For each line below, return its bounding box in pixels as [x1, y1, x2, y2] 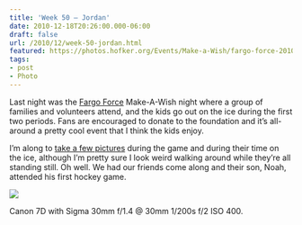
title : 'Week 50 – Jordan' [9, 13, 111, 22]
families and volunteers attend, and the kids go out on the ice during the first [9, 105, 293, 117]
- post [9, 64, 34, 73]
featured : [9, 47, 47, 56]
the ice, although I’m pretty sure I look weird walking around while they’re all [9, 152, 291, 163]
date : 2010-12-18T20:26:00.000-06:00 [9, 22, 151, 31]
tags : [9, 55, 30, 64]
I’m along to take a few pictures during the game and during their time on [9, 142, 280, 153]
